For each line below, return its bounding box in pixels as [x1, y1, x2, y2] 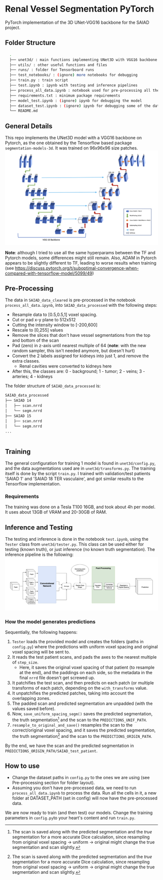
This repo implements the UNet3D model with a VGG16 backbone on [5, 135, 142, 141]
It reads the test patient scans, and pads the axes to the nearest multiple [12, 654, 157, 660]
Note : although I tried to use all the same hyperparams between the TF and [5, 249, 156, 255]
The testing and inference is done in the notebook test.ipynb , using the [5, 536, 149, 542]
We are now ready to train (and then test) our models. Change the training [5, 810, 153, 816]
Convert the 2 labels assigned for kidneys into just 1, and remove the [12, 353, 149, 359]
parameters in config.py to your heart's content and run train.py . [5, 815, 136, 821]
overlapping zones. [12, 696, 51, 701]
